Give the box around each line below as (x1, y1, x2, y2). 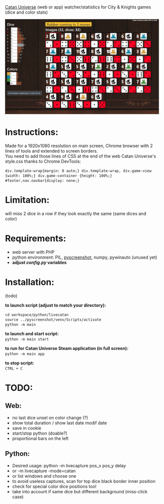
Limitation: (5, 195, 50, 206)
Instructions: (5, 127, 59, 138)
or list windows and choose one (12, 473, 77, 479)
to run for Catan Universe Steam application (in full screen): (5, 345, 128, 351)
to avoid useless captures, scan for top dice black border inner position (12, 478, 156, 484)
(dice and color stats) (5, 9, 48, 15)
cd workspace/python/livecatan (5, 312, 69, 317)
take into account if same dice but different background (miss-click (12, 488, 148, 494)
